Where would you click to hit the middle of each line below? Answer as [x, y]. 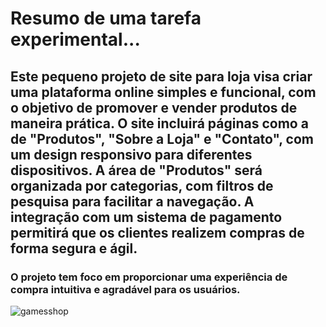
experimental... [75, 39]
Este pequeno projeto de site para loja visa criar [161, 76]
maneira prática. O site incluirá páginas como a [159, 123]
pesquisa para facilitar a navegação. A [132, 201]
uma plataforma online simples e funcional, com [163, 92]
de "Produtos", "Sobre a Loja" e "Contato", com [162, 138]
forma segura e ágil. [74, 248]
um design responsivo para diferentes [131, 154]
